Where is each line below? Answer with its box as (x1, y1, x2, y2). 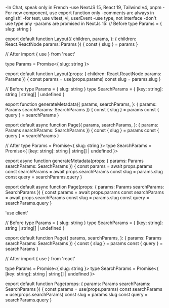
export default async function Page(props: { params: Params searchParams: (5, 184, 164, 190)
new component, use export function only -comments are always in (13, 10, 154, 16)
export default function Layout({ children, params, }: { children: (5, 36, 137, 42)
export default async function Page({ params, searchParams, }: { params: (5, 122, 158, 128)
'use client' (5, 210, 28, 215)
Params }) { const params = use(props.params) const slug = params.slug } (5, 76, 161, 82)
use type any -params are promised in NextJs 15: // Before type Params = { (5, 20, 162, 26)
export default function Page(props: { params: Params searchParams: (5, 281, 151, 287)
